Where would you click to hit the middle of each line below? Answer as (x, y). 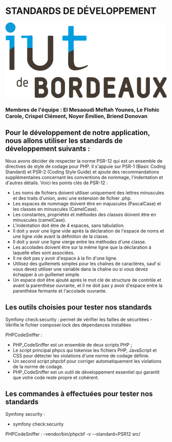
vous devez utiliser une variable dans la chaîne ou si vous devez (80, 269)
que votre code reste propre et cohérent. (56, 378)
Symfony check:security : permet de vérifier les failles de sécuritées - (79, 320)
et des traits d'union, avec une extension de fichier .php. (72, 198)
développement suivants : (48, 149)
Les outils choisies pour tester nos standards (79, 307)
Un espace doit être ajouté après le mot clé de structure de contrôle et (87, 280)
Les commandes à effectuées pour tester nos (79, 393)
